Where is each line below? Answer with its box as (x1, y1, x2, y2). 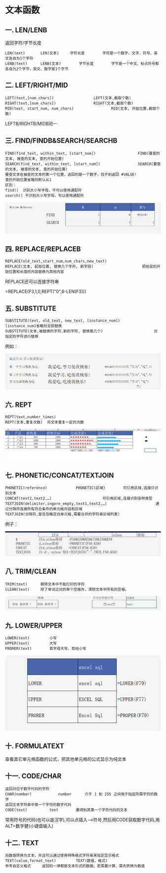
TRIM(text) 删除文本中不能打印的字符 (5, 582, 85, 587)
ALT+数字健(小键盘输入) (5, 823, 53, 829)
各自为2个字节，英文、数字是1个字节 (5, 66, 69, 71)
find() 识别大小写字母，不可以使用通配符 (5, 188, 82, 193)
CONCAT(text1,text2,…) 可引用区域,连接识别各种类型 (5, 496, 153, 501)
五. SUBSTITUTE (5, 304, 57, 313)
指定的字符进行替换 (5, 334, 39, 339)
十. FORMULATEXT (5, 742, 64, 751)
